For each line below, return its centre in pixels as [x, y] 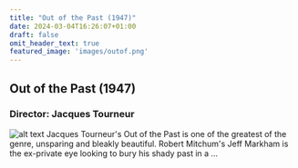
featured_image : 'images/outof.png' [79, 52]
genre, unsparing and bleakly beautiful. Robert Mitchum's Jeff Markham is [149, 143]
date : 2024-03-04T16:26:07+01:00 [73, 26]
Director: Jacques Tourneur [72, 114]
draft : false [34, 35]
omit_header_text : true [55, 43]
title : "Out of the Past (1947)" [73, 18]
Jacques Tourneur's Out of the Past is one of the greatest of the [166, 133]
